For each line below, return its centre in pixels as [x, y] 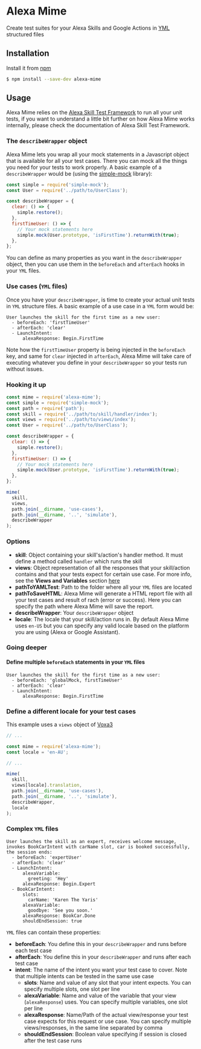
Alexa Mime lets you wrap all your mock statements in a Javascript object [97, 154]
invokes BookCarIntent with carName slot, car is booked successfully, [98, 847]
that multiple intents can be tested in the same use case [84, 976]
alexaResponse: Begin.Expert [59, 884]
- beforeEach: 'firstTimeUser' [51, 322]
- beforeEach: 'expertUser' [47, 857]
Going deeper [27, 647]
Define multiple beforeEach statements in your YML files [76, 662]
